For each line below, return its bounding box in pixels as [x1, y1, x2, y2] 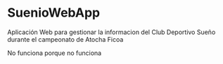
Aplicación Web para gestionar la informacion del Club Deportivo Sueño [7, 28, 216, 36]
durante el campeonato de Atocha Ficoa [7, 35, 124, 43]
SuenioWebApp [7, 5, 101, 21]
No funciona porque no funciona [7, 49, 102, 57]
